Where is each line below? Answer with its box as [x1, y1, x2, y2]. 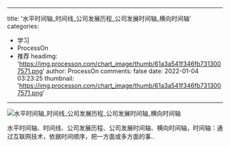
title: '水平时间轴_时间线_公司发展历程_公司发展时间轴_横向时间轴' [7, 14, 192, 23]
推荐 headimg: [16, 52, 58, 60]
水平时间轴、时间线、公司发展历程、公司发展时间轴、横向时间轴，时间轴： [7, 124, 217, 132]
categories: [7, 22, 39, 30]
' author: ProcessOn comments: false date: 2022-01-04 [42, 67, 199, 75]
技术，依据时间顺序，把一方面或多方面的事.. [30, 133, 155, 140]
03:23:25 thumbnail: [16, 75, 75, 82]
